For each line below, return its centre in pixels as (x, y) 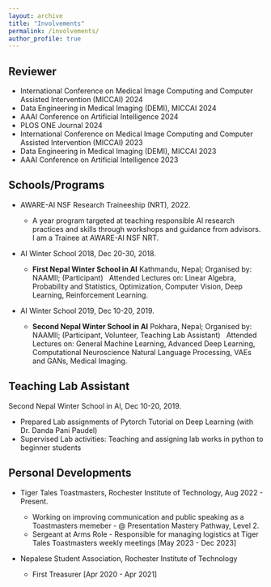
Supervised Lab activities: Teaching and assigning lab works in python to (142, 439)
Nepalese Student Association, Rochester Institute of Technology (129, 558)
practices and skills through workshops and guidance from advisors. (146, 229)
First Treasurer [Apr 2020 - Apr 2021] (95, 574)
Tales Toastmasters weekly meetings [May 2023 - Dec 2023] (134, 542)
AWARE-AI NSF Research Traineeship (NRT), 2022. (105, 204)
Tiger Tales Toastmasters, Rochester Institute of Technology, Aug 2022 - (142, 492)
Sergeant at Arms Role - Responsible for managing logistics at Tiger (145, 534)
